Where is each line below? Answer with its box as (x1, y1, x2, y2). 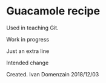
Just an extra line (6, 47, 50, 55)
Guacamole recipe (6, 4, 101, 18)
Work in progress (6, 35, 50, 43)
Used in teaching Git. (6, 24, 59, 31)
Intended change (6, 59, 49, 66)
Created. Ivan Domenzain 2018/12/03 (6, 70, 99, 78)
